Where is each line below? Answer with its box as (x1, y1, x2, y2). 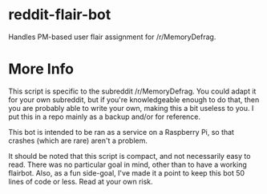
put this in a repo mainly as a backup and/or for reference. (8, 112, 201, 121)
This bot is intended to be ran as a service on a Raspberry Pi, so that (8, 127, 235, 137)
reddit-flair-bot (8, 6, 111, 24)
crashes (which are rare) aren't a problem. (8, 136, 148, 145)
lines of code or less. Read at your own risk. (8, 176, 154, 186)
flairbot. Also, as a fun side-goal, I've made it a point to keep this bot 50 (8, 168, 245, 177)
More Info (8, 60, 75, 78)
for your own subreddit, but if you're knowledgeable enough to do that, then (8, 94, 260, 105)
